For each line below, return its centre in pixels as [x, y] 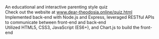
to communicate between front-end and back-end [56, 22]
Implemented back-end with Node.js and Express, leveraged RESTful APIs [80, 17]
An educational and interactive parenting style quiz [56, 7]
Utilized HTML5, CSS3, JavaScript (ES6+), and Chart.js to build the [72, 27]
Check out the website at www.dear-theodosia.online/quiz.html [69, 12]
